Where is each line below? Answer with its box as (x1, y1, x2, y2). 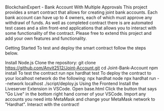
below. (5, 50, 19, 56)
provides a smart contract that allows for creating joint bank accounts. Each (5, 9, 158, 15)
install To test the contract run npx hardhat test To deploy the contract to (5, 70, 152, 76)
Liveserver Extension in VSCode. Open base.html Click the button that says (5, 86, 157, 91)
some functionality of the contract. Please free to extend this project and (5, 30, 152, 36)
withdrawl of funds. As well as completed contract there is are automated (5, 20, 153, 26)
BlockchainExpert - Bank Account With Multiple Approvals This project (5, 4, 148, 10)
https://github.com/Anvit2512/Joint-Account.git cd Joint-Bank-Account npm (5, 65, 158, 71)
